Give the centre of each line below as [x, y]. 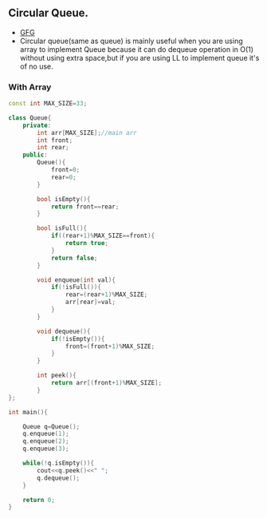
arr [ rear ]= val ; [90, 302]
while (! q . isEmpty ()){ [58, 463]
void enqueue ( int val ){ [76, 280]
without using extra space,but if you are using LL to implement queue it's [139, 57]
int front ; [55, 140]
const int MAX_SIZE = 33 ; [48, 104]
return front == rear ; [85, 207]
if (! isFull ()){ [76, 287]
